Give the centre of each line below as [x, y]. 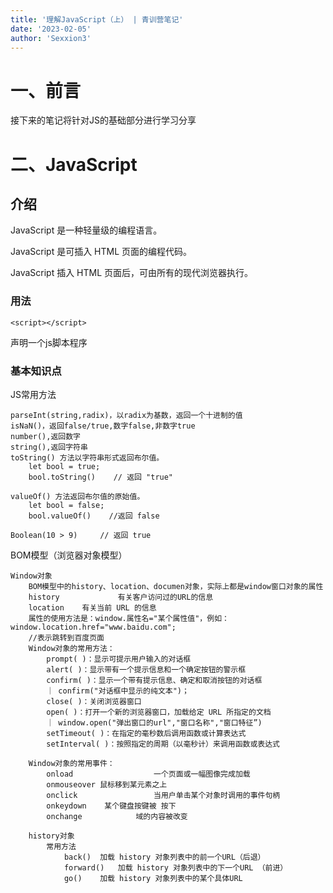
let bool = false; [66, 505]
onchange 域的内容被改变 [117, 816]
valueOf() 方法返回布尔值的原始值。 [77, 496]
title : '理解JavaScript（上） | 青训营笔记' [97, 19]
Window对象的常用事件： [71, 763]
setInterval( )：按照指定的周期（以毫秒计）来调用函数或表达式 [163, 744]
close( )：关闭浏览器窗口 [94, 701]
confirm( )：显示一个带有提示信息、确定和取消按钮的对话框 [154, 680]
